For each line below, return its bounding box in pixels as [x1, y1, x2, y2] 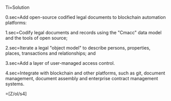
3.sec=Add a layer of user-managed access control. [5, 60, 115, 66]
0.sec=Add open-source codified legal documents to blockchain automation [5, 14, 166, 20]
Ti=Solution [5, 5, 30, 10]
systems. [5, 81, 25, 87]
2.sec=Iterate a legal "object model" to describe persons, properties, [5, 45, 151, 50]
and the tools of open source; [5, 35, 68, 41]
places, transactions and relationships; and [5, 50, 96, 56]
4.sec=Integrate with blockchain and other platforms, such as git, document [5, 70, 165, 76]
